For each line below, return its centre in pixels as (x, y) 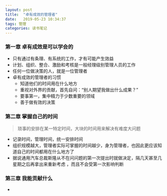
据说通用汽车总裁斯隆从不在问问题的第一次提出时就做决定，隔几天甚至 (85, 157)
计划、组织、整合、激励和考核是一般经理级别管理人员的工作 (74, 65)
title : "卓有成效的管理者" (31, 14)
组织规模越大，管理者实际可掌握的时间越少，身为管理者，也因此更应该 (85, 145)
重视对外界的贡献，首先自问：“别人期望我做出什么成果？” (79, 90)
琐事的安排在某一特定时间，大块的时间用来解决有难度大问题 (79, 128)
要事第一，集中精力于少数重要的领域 (57, 96)
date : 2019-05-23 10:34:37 (36, 19)
